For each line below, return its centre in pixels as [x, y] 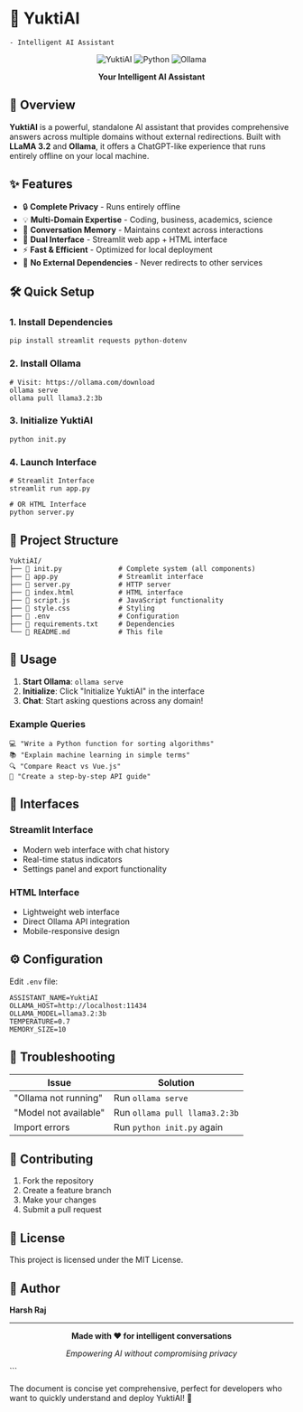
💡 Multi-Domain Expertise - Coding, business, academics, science [147, 220]
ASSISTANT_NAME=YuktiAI [54, 997]
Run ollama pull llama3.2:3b [176, 1112]
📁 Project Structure [64, 540]
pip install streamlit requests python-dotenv [98, 341]
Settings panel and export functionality [94, 869]
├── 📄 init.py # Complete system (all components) [133, 568]
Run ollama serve [151, 1098]
